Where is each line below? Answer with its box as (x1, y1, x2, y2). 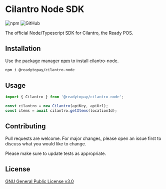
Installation (5, 44, 41, 53)
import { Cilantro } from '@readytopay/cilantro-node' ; (5, 94, 124, 100)
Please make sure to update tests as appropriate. (5, 150, 106, 156)
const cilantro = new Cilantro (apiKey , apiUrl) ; (5, 104, 108, 109)
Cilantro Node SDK (5, 4, 84, 15)
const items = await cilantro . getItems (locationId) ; (5, 108, 117, 113)
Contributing (5, 122, 46, 131)
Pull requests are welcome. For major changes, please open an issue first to (5, 135, 161, 141)
